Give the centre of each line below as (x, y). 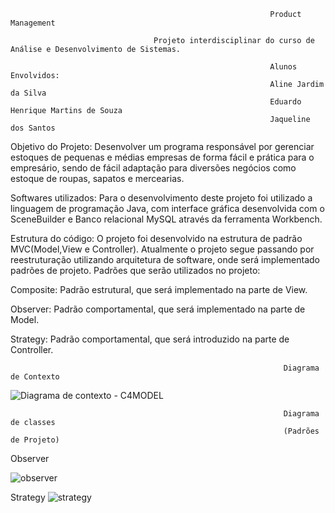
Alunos (283, 67)
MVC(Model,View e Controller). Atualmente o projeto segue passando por (162, 249)
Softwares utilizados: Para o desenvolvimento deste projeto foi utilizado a (161, 198)
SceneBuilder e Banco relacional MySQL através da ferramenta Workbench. (166, 219)
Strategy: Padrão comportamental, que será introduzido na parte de (150, 339)
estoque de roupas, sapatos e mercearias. (97, 178)
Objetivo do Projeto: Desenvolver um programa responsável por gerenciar (162, 146)
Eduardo (285, 102)
